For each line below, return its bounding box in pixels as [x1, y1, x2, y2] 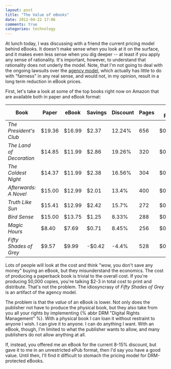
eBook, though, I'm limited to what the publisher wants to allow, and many [5, 326, 160, 332]
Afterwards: [8, 184, 36, 191]
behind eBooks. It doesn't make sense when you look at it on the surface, [5, 46, 159, 52]
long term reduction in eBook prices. [5, 79, 82, 85]
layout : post [5, 7, 33, 13]
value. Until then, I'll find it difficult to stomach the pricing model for [5, 353, 147, 359]
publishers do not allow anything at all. [5, 332, 86, 338]
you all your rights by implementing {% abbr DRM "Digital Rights [5, 310, 140, 316]
